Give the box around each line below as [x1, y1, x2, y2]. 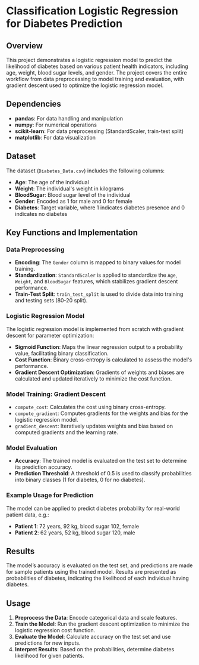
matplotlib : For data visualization [14, 134, 96, 141]
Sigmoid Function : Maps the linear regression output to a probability [14, 343, 183, 350]
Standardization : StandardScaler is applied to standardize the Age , [14, 271, 178, 279]
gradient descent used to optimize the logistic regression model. [6, 82, 164, 89]
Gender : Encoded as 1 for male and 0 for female [14, 197, 132, 205]
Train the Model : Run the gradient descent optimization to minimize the [14, 620, 190, 627]
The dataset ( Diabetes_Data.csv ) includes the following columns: [6, 167, 165, 174]
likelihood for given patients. [14, 652, 84, 660]
